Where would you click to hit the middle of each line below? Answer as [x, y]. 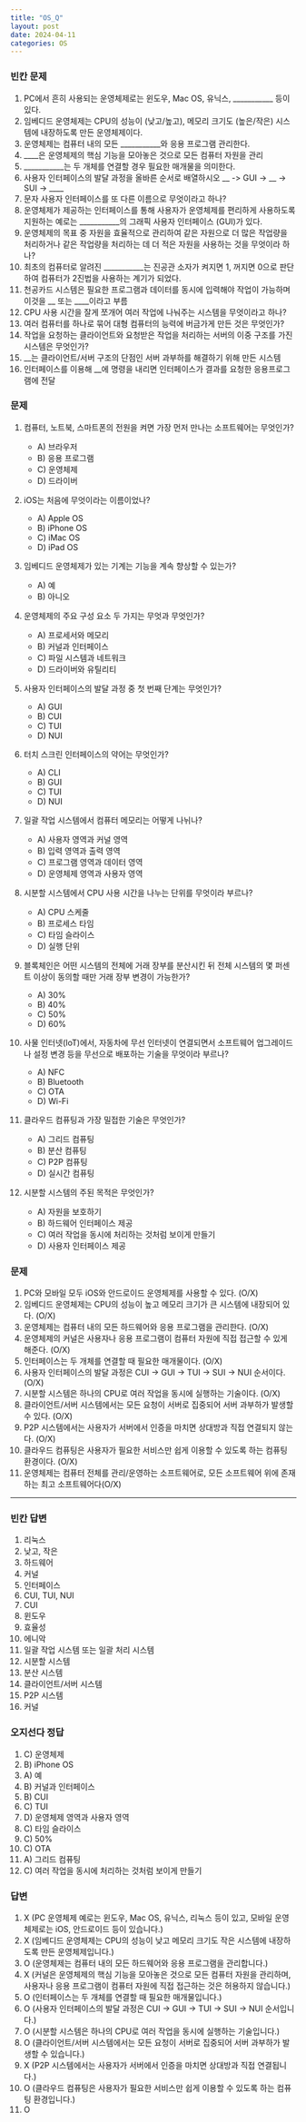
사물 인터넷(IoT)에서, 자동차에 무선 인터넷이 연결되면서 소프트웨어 [139, 1042]
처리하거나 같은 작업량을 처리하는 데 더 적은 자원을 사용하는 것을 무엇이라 [152, 244]
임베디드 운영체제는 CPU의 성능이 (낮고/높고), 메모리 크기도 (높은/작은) [148, 121]
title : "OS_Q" [37, 18]
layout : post [35, 26]
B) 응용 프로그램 [65, 458]
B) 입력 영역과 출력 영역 [79, 851]
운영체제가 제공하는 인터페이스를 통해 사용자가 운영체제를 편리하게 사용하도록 [159, 210]
